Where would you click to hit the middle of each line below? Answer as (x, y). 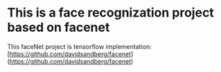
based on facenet (59, 27)
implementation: (129, 46)
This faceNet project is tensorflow (56, 46)
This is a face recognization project (111, 13)
